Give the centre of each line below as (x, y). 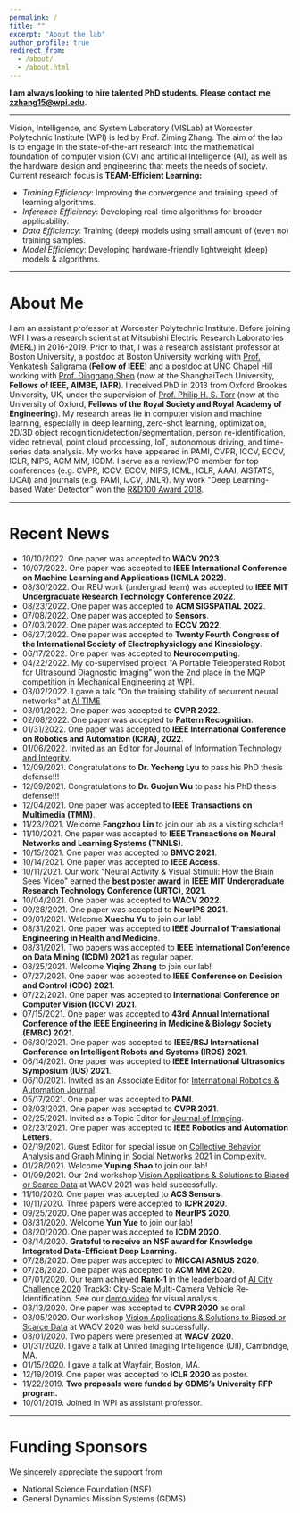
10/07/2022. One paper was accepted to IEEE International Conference (154, 568)
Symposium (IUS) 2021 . (67, 1070)
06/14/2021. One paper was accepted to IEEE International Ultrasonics (154, 1061)
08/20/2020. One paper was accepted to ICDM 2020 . (121, 1232)
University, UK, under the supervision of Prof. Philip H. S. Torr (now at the (144, 395)
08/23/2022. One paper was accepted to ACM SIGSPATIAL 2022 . (144, 606)
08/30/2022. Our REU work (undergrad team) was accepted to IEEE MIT (155, 586)
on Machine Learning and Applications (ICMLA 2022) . (124, 578)
